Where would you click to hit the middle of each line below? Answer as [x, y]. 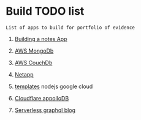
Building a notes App [41, 39]
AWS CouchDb [33, 62]
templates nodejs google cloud [54, 86]
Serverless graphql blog [45, 110]
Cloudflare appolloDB [42, 98]
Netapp [24, 74]
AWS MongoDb [34, 51]
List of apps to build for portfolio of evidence [70, 28]
